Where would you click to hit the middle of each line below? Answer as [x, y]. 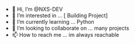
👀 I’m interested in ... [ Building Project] [60, 15]
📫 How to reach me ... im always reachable [65, 35]
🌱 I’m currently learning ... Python [53, 22]
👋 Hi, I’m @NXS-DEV [37, 9]
